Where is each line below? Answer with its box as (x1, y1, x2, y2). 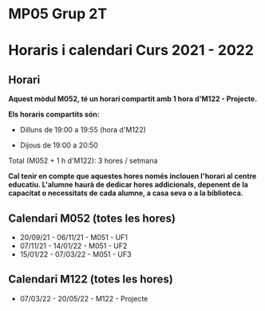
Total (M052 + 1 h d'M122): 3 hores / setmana (8, 156, 158, 166)
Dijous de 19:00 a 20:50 (19, 140, 98, 150)
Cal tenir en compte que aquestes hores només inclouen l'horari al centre (8, 171, 257, 181)
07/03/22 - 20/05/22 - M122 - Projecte (19, 293, 148, 303)
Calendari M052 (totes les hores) (8, 211, 176, 225)
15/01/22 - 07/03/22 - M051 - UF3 (19, 250, 132, 259)
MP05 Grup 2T (8, 5, 108, 23)
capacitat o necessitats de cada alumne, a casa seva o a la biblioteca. (8, 188, 243, 198)
